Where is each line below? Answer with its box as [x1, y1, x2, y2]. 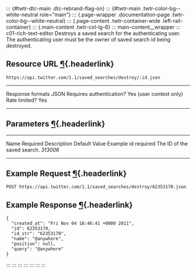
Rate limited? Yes [6, 96, 48, 103]
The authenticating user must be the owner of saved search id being [6, 36, 171, 43]
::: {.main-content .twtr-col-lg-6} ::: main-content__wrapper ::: [32, 23, 181, 30]
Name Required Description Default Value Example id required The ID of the [6, 140, 188, 147]
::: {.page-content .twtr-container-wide [66, 18, 160, 24]
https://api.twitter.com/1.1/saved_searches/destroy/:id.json [6, 74, 160, 81]
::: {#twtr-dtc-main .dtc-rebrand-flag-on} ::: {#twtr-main [6, 5, 141, 12]
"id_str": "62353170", [11, 231, 66, 237]
